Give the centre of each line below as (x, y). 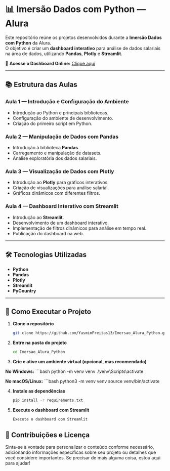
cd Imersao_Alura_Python (39, 352)
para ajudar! (18, 463)
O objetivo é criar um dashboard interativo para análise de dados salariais (83, 48)
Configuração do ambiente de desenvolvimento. (63, 118)
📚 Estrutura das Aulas (41, 85)
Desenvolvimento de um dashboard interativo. (61, 223)
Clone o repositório (33, 324)
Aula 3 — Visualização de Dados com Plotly (60, 171)
